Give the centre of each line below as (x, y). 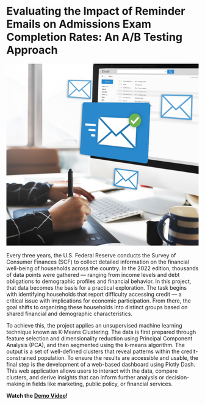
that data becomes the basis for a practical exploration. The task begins (97, 288)
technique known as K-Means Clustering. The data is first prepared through (101, 332)
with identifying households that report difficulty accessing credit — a (94, 295)
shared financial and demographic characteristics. (70, 314)
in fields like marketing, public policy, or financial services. (99, 384)
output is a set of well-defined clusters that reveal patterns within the (93, 351)
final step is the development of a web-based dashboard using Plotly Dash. (101, 365)
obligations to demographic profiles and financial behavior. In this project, (99, 281)
